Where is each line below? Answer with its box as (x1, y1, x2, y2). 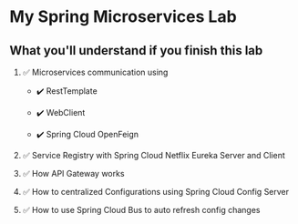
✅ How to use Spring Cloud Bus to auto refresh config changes (22, 205, 261, 215)
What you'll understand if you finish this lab (9, 43, 263, 58)
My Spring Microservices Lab (9, 6, 237, 27)
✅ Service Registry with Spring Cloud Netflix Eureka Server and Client (22, 150, 285, 160)
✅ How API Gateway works (22, 168, 125, 178)
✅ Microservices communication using (22, 66, 169, 77)
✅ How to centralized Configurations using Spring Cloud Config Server (22, 187, 290, 197)
